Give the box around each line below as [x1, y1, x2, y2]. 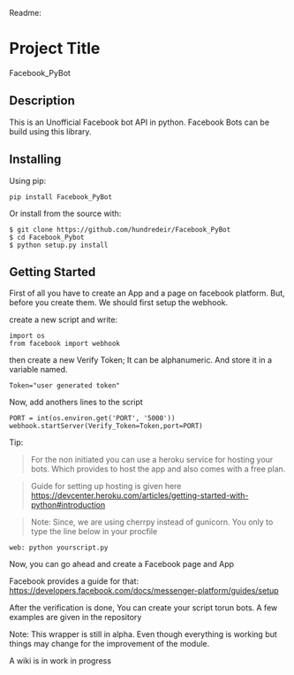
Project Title [9, 39, 101, 58]
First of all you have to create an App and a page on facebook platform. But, [9, 288, 285, 299]
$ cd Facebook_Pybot [9, 233, 86, 242]
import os [9, 332, 46, 341]
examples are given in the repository [9, 612, 142, 623]
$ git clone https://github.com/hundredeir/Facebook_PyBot [9, 225, 231, 234]
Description [9, 93, 75, 109]
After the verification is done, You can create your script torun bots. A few [9, 602, 278, 613]
